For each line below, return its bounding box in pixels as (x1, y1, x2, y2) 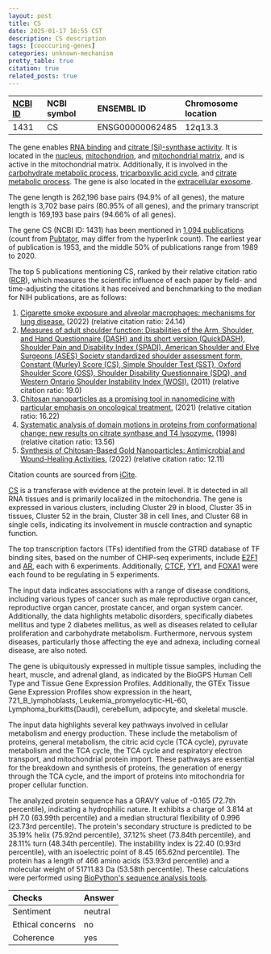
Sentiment (12, 905, 52, 917)
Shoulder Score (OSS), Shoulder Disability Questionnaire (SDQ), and (19, 368, 248, 378)
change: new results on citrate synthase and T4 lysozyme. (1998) (19, 428, 238, 437)
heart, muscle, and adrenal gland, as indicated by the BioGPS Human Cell (8, 669, 252, 679)
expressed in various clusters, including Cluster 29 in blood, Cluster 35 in (8, 502, 252, 512)
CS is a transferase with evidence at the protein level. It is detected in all (8, 485, 248, 495)
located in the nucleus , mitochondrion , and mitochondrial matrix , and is (8, 150, 244, 160)
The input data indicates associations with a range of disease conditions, (8, 585, 251, 595)
